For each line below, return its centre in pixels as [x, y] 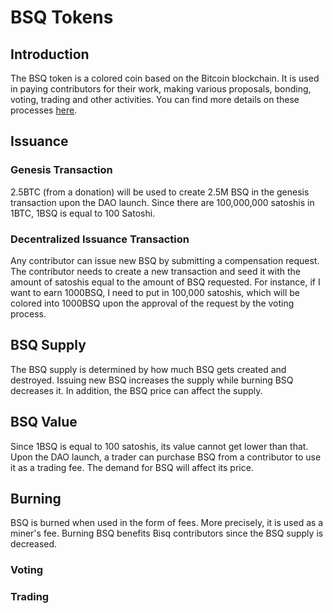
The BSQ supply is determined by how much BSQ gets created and [148, 369]
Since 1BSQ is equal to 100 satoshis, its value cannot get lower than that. [159, 446]
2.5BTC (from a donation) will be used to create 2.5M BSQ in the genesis [160, 192]
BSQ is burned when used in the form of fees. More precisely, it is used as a [167, 523]
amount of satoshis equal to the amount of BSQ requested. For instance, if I [165, 282]
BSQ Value [44, 422]
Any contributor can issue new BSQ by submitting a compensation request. [165, 260]
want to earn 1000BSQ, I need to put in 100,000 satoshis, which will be [155, 292]
